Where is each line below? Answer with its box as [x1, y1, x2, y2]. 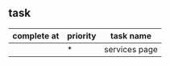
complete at [12, 30, 60, 41]
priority [67, 30, 97, 41]
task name [110, 30, 151, 41]
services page [104, 43, 159, 55]
